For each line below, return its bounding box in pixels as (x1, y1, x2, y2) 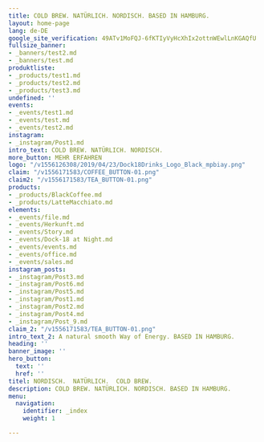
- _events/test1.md (8, 109, 74, 117)
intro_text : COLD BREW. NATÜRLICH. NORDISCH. (8, 146, 163, 154)
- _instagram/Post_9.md (8, 318, 88, 326)
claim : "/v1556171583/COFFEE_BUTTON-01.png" (8, 168, 160, 176)
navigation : (15, 399, 56, 408)
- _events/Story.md (8, 228, 74, 237)
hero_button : (8, 355, 52, 363)
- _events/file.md (8, 213, 70, 221)
